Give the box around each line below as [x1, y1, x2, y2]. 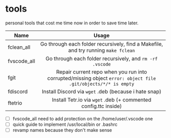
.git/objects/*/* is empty [69, 81, 134, 87]
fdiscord [8, 88, 28, 95]
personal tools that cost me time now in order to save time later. [5, 20, 139, 26]
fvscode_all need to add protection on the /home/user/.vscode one [12, 115, 153, 122]
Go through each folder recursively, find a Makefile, [40, 40, 163, 47]
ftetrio [8, 99, 22, 107]
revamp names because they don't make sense [12, 127, 112, 133]
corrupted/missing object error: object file [47, 75, 156, 82]
